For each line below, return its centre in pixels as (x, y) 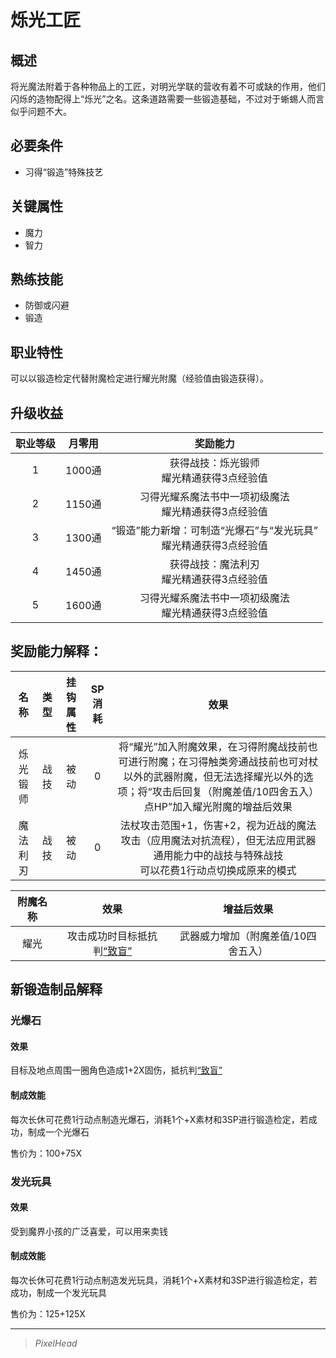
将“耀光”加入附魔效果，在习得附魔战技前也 (218, 746)
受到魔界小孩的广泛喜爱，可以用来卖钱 (89, 1231)
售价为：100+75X (46, 1153)
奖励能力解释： (56, 651)
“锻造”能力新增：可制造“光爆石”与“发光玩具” (214, 531)
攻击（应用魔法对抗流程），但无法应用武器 (218, 840)
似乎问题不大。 (41, 111)
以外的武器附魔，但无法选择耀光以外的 (213, 776)
